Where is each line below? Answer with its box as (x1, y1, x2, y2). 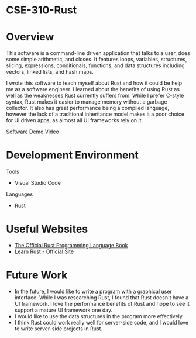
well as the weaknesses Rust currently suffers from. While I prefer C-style (6, 92, 184, 99)
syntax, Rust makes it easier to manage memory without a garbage (6, 98, 168, 105)
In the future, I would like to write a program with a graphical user (14, 288, 173, 295)
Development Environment (6, 149, 139, 162)
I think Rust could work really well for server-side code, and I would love (14, 319, 189, 326)
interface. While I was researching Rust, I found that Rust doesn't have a (14, 294, 189, 301)
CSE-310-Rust (6, 4, 77, 17)
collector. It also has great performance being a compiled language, (6, 105, 170, 112)
